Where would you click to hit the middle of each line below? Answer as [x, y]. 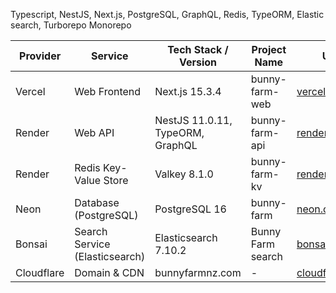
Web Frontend [108, 91]
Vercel [30, 91]
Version [197, 62]
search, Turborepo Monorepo [71, 25]
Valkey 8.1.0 [184, 174]
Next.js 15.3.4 [188, 91]
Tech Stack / [198, 49]
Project [269, 49]
